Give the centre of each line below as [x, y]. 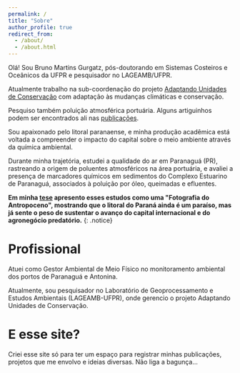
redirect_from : [31, 34]
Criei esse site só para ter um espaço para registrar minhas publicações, [115, 354]
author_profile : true [40, 27]
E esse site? [44, 335]
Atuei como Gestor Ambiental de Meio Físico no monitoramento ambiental [117, 269]
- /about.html [35, 47]
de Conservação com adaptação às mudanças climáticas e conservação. [116, 96]
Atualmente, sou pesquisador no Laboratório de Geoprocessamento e [111, 290]
